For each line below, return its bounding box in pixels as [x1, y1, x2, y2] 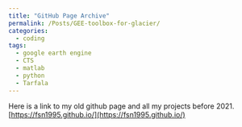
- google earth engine [15, 49, 92, 57]
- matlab [15, 64, 45, 72]
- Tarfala [15, 79, 48, 87]
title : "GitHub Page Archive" [8, 11, 111, 20]
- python [15, 72, 45, 80]
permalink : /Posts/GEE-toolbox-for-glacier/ [8, 19, 161, 27]
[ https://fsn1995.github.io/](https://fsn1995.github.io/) [8, 109, 186, 119]
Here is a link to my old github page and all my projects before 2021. [8, 101, 235, 111]
